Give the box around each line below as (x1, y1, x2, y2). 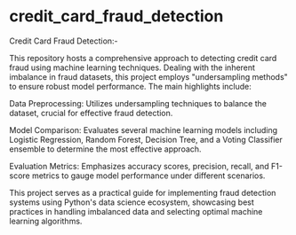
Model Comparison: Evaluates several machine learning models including (9, 124, 278, 135)
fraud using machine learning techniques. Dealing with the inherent (9, 62, 256, 73)
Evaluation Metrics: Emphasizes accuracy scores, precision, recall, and (9, 161, 269, 171)
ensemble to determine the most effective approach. (9, 144, 202, 154)
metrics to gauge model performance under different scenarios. (31, 170, 266, 181)
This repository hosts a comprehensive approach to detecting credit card (9, 52, 277, 63)
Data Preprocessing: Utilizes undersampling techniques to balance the (9, 98, 267, 108)
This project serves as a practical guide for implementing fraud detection (9, 187, 276, 198)
